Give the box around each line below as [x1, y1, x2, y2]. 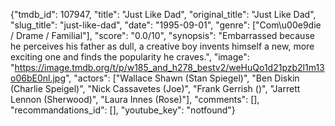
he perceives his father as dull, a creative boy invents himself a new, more [10, 40, 315, 52]
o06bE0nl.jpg [10, 72, 66, 84]
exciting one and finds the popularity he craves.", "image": [10, 51, 250, 63]
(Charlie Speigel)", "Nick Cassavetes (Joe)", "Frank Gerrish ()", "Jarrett [10, 83, 301, 94]
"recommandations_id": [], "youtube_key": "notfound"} [10, 104, 236, 116]
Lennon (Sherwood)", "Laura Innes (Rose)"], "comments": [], [10, 94, 260, 105]
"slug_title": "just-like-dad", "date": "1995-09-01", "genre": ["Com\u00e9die [10, 19, 322, 31]
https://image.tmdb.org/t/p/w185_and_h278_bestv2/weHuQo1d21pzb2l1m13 [14, 62, 325, 73]
